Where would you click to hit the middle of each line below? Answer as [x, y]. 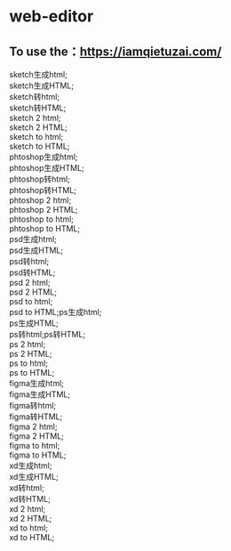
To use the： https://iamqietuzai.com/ [115, 51]
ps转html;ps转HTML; [48, 334]
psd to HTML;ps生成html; [56, 312]
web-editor [52, 16]
